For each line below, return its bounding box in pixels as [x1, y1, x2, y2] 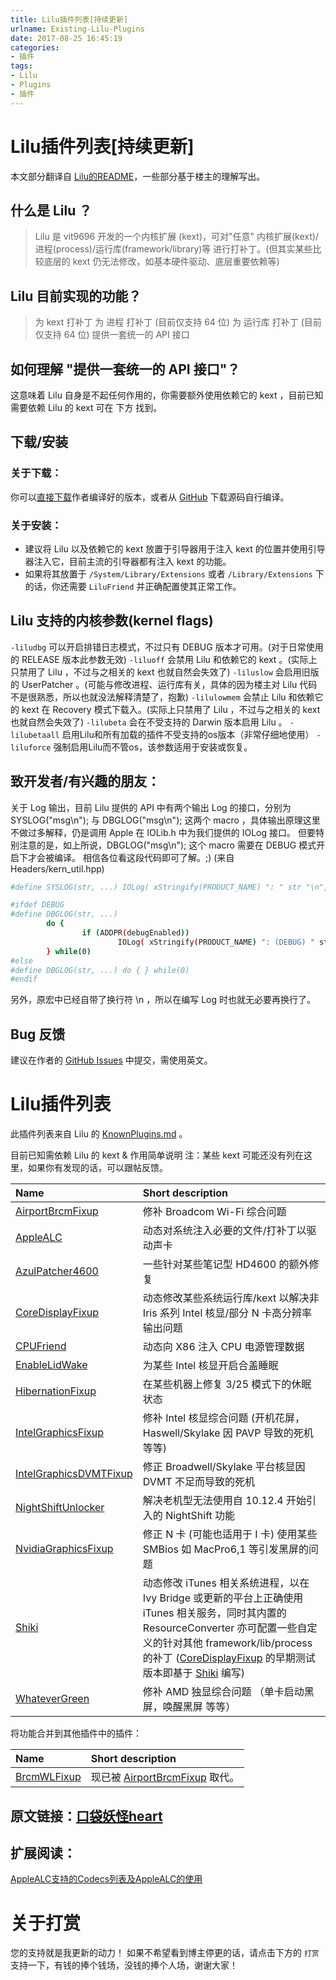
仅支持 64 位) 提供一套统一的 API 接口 [34, 329, 190, 341]
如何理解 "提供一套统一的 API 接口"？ [10, 361, 241, 378]
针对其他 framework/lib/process [162, 1636, 313, 1650]
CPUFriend [15, 1339, 67, 1353]
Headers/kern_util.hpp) [10, 862, 105, 875]
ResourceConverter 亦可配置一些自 [142, 1621, 308, 1635]
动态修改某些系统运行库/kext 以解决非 [142, 1291, 320, 1305]
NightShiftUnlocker [15, 1501, 105, 1515]
